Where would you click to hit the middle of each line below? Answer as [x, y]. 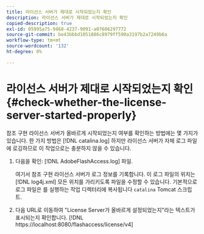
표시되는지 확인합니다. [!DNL [49, 218]
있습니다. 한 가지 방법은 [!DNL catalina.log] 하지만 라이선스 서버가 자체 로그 [96, 140]
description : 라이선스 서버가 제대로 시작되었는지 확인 [67, 18]
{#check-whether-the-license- [86, 102]
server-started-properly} [72, 115]
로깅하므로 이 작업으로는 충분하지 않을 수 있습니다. [72, 148]
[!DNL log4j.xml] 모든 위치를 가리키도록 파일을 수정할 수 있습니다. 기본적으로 [106, 182]
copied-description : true [39, 23]
